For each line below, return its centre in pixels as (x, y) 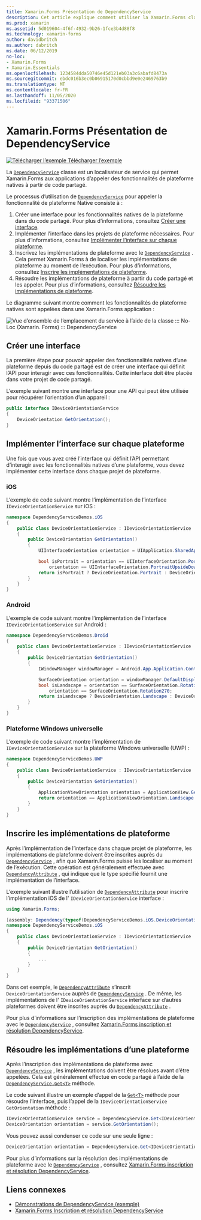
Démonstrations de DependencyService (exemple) (77, 1204)
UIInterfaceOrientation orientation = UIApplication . (106, 551)
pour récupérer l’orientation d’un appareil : (58, 398)
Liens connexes (36, 1190)
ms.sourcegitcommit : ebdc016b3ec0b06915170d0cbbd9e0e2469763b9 (87, 79)
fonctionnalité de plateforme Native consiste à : (64, 202)
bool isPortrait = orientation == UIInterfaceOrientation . (113, 562)
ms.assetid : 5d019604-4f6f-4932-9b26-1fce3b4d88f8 (71, 29)
